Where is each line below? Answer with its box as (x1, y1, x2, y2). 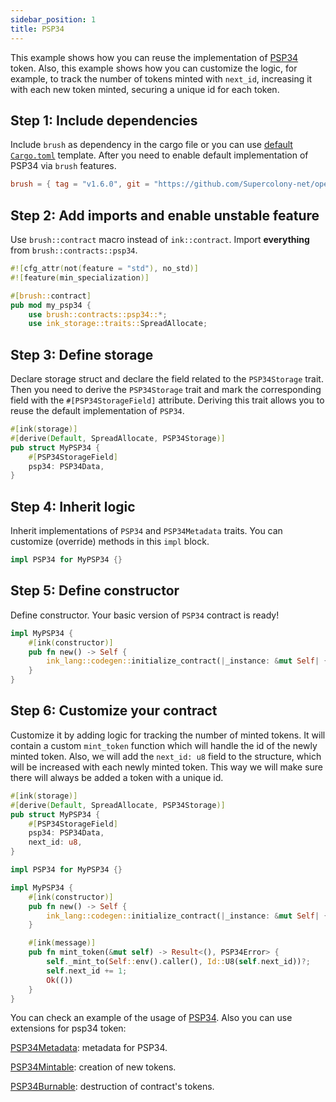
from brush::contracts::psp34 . (10, 244, 138, 256)
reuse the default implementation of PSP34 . (10, 405, 185, 417)
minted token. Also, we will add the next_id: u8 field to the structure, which (10, 750, 322, 762)
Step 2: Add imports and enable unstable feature (10, 207, 320, 224)
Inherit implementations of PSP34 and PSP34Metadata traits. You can (10, 525, 283, 537)
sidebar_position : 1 (10, 14, 97, 25)
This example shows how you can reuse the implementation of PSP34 (10, 51, 299, 63)
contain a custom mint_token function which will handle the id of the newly (10, 739, 318, 751)
